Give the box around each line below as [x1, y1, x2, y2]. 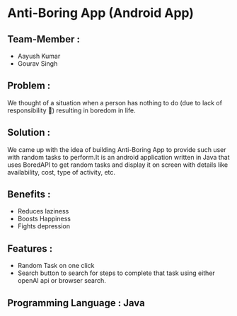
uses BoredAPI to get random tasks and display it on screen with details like [7, 160, 229, 169]
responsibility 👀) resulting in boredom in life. [7, 106, 136, 115]
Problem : [7, 80, 51, 92]
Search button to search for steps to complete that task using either [17, 269, 216, 277]
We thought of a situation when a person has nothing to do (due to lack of [7, 98, 223, 107]
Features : [7, 242, 53, 254]
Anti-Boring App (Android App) [7, 5, 195, 21]
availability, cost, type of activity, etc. [7, 168, 115, 176]
